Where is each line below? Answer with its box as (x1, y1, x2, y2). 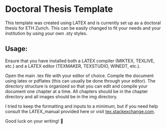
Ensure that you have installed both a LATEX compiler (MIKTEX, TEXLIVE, (5, 58, 155, 64)
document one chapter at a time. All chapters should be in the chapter (5, 88, 148, 94)
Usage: (5, 44, 28, 53)
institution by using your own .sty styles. (5, 30, 88, 36)
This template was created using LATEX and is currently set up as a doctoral (5, 20, 161, 26)
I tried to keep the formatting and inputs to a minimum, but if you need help (5, 103, 158, 109)
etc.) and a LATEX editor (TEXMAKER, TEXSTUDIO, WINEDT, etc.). (5, 63, 141, 69)
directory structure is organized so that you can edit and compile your (5, 83, 148, 89)
